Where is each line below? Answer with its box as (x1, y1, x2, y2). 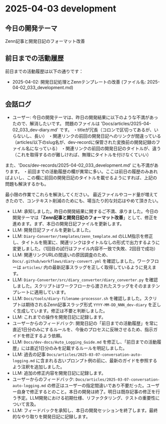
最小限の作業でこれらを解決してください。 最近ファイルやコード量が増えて (5, 191, 158, 197)
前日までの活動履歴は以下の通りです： (5, 68, 83, 74)
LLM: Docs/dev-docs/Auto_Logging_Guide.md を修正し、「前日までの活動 (12, 339, 157, 345)
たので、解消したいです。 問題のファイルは (12, 120, 100, 126)
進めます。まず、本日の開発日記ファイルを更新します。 (12, 220, 125, 226)
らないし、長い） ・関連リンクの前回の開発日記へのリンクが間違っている (12, 133, 162, 139)
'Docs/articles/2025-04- (101, 120, 151, 126)
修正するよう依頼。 (25, 332, 65, 338)
